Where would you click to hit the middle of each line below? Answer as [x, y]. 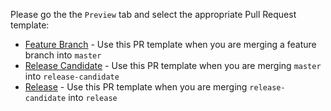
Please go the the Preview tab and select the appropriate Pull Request [153, 14]
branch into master [63, 55]
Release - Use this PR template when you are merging [136, 87]
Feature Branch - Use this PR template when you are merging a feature [170, 44]
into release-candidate [72, 76]
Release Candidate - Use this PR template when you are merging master [173, 65]
